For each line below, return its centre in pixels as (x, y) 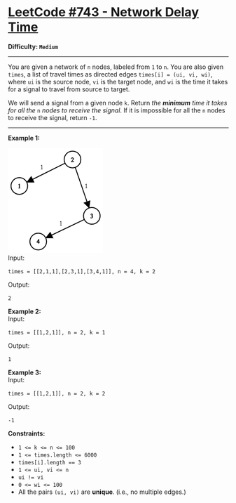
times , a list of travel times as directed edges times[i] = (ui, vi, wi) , (110, 74)
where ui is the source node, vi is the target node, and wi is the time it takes (118, 81)
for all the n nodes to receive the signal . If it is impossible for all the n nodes (117, 110)
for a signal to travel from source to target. (69, 89)
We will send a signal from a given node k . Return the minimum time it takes (118, 103)
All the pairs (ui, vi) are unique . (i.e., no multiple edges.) (102, 492)
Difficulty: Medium (33, 46)
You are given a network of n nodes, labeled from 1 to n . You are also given (116, 67)
